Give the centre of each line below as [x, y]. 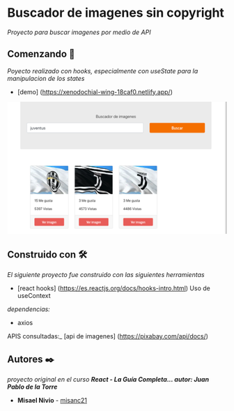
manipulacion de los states [46, 78]
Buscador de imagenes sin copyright [116, 13]
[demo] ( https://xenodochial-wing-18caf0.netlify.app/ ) [95, 91]
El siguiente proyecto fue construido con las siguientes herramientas [106, 275]
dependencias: [29, 309]
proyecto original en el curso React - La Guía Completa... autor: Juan [108, 380]
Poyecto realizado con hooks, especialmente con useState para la [103, 70]
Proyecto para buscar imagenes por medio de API [79, 32]
